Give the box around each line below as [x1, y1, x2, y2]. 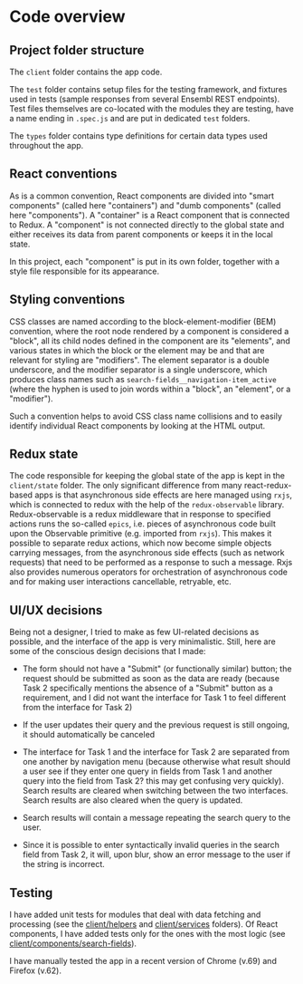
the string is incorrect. [22, 859, 106, 870]
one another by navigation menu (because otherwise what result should [22, 757, 291, 767]
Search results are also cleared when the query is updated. [22, 795, 243, 806]
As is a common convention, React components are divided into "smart [9, 190, 274, 201]
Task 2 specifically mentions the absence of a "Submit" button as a [22, 682, 273, 694]
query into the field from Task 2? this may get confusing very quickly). [22, 776, 285, 786]
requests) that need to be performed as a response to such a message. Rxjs [9, 557, 293, 568]
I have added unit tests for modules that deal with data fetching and [9, 909, 261, 921]
